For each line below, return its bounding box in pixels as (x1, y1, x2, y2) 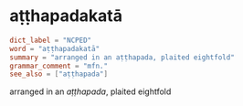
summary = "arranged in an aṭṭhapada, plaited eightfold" (9, 52, 235, 62)
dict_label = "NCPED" (9, 36, 92, 45)
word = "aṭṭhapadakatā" (9, 44, 100, 53)
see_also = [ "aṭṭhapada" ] (9, 69, 108, 79)
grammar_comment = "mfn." (9, 61, 108, 70)
